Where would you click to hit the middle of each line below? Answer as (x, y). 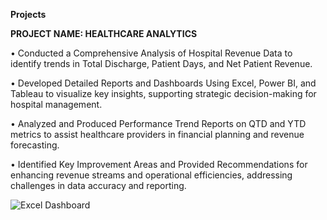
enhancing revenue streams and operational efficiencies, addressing (151, 175)
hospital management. (56, 104)
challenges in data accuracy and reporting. (98, 185)
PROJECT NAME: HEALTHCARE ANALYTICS (104, 33)
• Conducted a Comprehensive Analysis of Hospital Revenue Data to (151, 53)
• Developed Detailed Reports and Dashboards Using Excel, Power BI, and (163, 83)
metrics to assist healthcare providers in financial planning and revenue (157, 134)
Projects (28, 14)
